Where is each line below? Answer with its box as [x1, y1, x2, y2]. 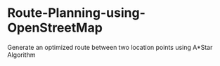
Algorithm [7, 51, 36, 59]
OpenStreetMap [7, 20, 103, 36]
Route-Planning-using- [7, 5, 145, 21]
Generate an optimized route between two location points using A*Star [7, 43, 213, 51]
